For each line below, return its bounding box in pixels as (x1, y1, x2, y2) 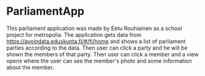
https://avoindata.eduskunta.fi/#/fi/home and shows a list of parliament (6, 37, 186, 45)
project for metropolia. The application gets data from (6, 31, 142, 38)
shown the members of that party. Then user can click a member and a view (6, 50, 199, 58)
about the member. (6, 63, 54, 71)
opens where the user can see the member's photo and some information (6, 57, 192, 64)
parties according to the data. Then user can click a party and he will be (6, 44, 188, 51)
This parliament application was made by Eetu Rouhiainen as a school (6, 25, 182, 32)
